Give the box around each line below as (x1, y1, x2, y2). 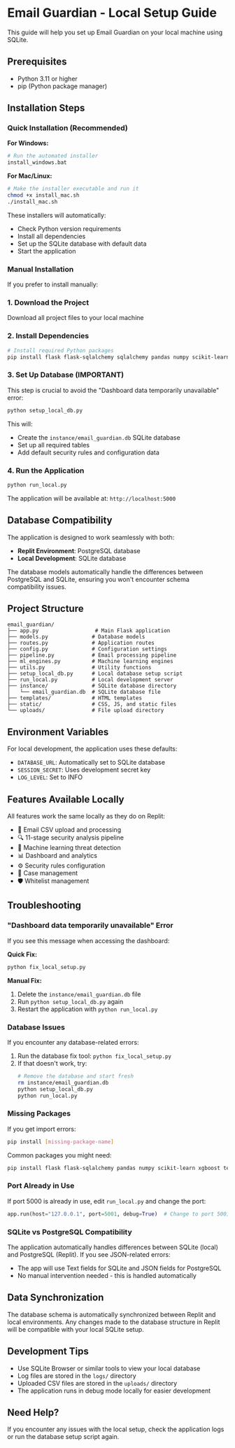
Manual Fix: (7, 976, 42, 984)
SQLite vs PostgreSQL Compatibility (7, 1227, 133, 1237)
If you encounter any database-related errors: (7, 1038, 139, 1046)
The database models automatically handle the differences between (7, 567, 204, 576)
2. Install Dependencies (7, 331, 90, 341)
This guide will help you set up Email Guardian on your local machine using (7, 28, 223, 36)
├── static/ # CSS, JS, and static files (7, 701, 177, 708)
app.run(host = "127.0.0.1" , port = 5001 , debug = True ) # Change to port (7, 1210, 215, 1218)
